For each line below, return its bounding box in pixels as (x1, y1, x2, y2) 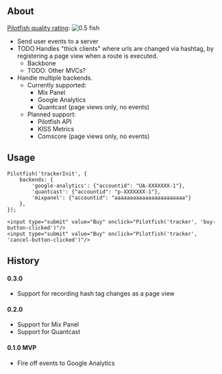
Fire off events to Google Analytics (16, 359, 115, 367)
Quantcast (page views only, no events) (37, 102, 149, 111)
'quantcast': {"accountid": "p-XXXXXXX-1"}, (32, 188, 161, 195)
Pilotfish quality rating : (7, 23, 71, 32)
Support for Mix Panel (16, 320, 79, 329)
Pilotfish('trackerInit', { (7, 170, 88, 177)
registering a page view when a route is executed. (16, 52, 158, 60)
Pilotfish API (37, 117, 72, 126)
